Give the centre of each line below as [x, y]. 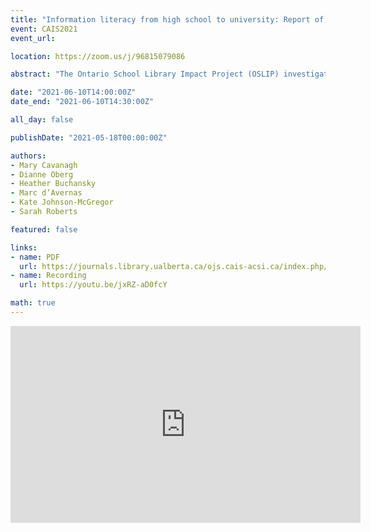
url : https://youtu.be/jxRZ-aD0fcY [93, 285]
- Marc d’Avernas [46, 193]
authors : [28, 156]
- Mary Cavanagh [44, 165]
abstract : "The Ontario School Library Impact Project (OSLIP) [145, 74]
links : [24, 247]
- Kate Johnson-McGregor [62, 202]
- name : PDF [35, 257]
